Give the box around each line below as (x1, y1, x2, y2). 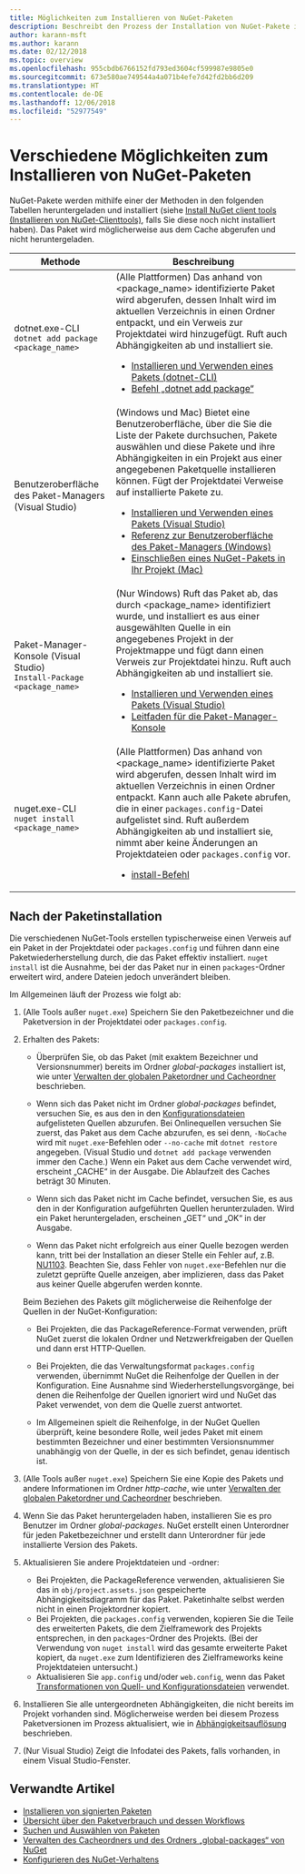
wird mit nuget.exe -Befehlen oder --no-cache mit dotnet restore (35, 1137, 278, 1147)
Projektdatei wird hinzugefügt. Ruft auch (115, 328, 288, 341)
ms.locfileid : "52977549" (9, 107, 107, 116)
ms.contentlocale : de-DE (9, 89, 103, 98)
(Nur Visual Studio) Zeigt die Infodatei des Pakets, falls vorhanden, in (22, 1746, 280, 1756)
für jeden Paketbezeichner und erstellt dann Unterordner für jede (22, 1530, 266, 1540)
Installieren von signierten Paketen (22, 1805, 152, 1817)
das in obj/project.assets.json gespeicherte (35, 1584, 207, 1594)
